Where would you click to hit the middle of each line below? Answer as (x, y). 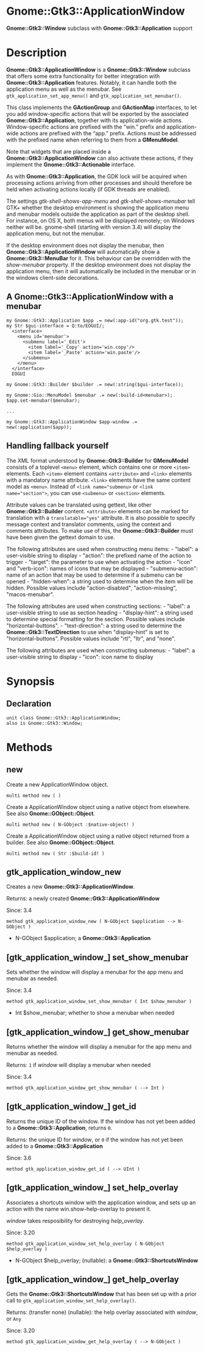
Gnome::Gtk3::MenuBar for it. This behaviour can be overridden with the (98, 258)
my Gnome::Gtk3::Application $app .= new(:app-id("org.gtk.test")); (95, 320)
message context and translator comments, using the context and (89, 524)
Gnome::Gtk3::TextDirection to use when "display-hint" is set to (88, 632)
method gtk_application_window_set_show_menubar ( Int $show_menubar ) (99, 1002)
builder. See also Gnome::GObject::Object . (61, 842)
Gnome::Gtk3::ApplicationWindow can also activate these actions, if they (100, 158)
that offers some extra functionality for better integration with (83, 76)
